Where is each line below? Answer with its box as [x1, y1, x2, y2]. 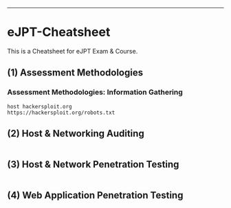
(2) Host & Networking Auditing [7, 128, 144, 139]
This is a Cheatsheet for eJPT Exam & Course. [7, 47, 138, 55]
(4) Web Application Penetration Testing [7, 189, 184, 201]
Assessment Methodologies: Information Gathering [7, 87, 184, 97]
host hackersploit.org [7, 103, 72, 110]
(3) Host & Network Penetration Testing [7, 159, 179, 170]
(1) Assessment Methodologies [7, 67, 143, 79]
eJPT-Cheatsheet [7, 25, 111, 40]
